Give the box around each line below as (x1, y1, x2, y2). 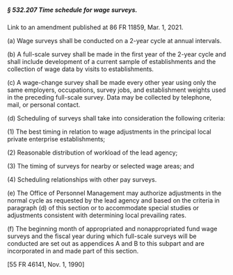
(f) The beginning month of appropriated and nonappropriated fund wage (7, 224, 218, 233)
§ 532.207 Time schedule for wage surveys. (7, 6, 138, 14)
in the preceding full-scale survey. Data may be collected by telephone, (7, 93, 212, 101)
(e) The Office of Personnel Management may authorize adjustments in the (7, 189, 222, 197)
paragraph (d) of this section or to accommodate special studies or (7, 203, 200, 212)
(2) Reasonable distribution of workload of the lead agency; (7, 148, 178, 157)
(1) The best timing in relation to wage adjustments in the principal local (7, 127, 211, 136)
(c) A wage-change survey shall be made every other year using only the (7, 78, 217, 86)
